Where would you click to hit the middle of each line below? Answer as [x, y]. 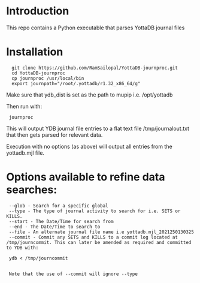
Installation [35, 52]
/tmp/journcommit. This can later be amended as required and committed [99, 242]
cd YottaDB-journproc [39, 73]
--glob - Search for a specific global [59, 206]
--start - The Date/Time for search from [61, 221]
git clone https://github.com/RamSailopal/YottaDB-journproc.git [95, 68]
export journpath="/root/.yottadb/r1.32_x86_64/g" [76, 83]
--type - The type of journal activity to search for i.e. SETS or [95, 211]
